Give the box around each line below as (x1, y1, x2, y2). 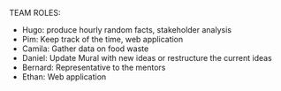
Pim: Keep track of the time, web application (21, 34, 184, 44)
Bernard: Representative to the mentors (21, 62, 166, 72)
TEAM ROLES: (9, 8, 61, 18)
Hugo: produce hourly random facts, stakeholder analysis (21, 25, 232, 34)
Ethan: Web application (21, 72, 107, 82)
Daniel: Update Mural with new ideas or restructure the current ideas (21, 53, 272, 63)
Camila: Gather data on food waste (21, 43, 149, 54)
